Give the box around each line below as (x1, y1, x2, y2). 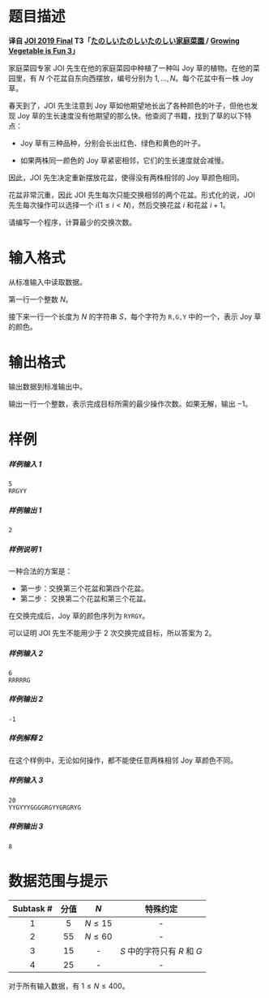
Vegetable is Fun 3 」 (8, 45, 79, 55)
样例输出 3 (8, 821, 44, 832)
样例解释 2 (8, 733, 44, 743)
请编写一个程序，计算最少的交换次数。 (8, 217, 136, 227)
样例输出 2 (8, 695, 44, 704)
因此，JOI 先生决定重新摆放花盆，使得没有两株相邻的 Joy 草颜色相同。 (8, 172, 245, 183)
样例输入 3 (8, 776, 44, 785)
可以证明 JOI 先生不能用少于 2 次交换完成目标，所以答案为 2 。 (8, 628, 216, 638)
